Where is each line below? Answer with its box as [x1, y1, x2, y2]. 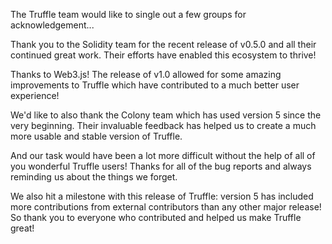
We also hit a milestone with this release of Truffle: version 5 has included [10, 190, 314, 202]
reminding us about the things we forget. [10, 171, 178, 183]
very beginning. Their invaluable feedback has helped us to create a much [10, 120, 317, 131]
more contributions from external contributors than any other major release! [10, 201, 322, 213]
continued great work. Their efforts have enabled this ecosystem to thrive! [10, 49, 317, 61]
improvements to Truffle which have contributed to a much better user [10, 79, 300, 91]
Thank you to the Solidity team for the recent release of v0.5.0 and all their [10, 39, 317, 50]
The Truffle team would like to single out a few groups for [10, 9, 247, 20]
